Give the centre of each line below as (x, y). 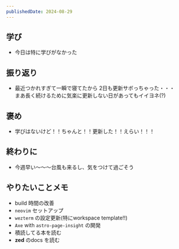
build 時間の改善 (34, 203)
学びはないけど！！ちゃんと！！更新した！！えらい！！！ (84, 131)
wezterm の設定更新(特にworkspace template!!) (71, 218)
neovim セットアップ (39, 210)
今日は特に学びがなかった (46, 52)
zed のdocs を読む (37, 240)
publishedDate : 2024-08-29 (39, 12)
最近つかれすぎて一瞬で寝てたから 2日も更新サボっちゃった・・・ (95, 88)
